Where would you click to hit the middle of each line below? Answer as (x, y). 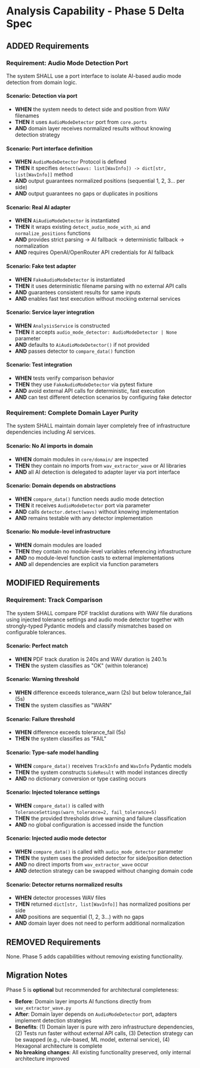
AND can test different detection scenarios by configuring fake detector (103, 397)
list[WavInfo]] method (44, 174)
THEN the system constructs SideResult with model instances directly (101, 772)
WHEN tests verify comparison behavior (64, 378)
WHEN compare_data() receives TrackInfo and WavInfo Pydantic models (103, 766)
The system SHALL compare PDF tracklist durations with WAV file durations (99, 613)
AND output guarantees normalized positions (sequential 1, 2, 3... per (100, 181)
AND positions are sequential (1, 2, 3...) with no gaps (79, 917)
